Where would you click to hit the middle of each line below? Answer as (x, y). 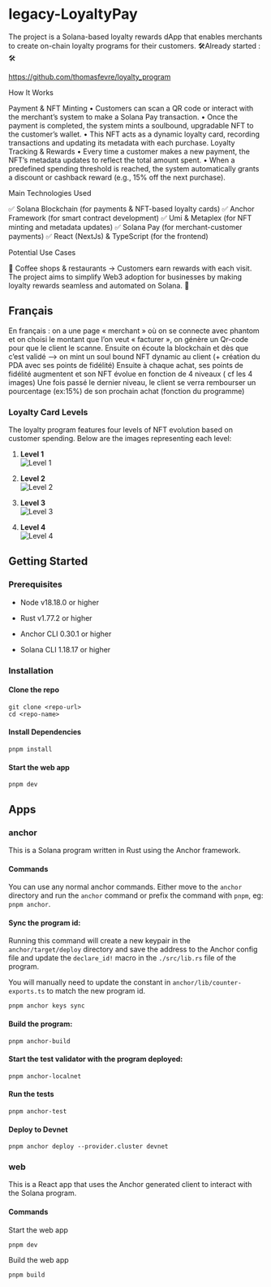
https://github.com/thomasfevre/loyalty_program (90, 76)
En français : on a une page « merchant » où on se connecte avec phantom (134, 331)
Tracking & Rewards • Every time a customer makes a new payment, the (129, 151)
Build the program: (41, 1024)
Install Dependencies (45, 732)
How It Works (31, 92)
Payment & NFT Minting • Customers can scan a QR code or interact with (131, 108)
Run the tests (31, 1094)
